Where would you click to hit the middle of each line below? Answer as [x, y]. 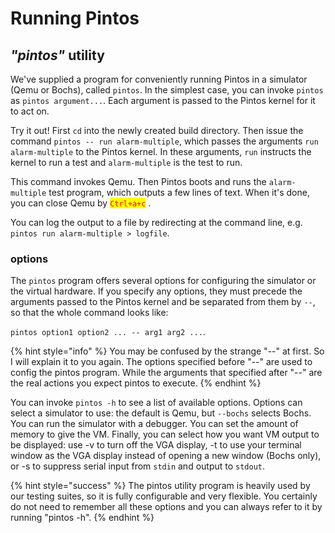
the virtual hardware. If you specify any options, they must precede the [156, 291]
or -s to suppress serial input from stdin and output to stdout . [138, 466]
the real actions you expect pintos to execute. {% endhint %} [136, 383]
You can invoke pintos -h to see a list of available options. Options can [156, 403]
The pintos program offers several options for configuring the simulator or [163, 281]
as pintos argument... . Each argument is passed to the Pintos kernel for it [163, 100]
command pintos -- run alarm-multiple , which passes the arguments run [164, 141]
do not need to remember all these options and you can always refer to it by [166, 507]
